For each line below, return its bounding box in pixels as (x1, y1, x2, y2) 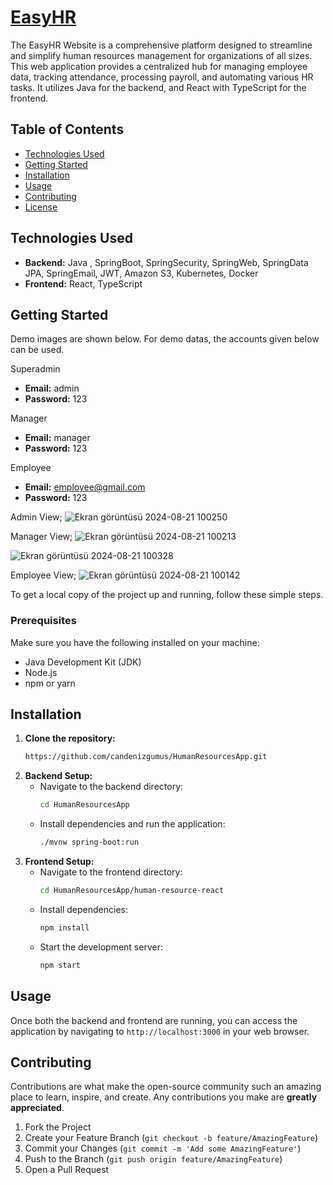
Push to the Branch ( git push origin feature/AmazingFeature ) (24, 1153, 283, 1165)
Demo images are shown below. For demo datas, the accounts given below (10, 333, 320, 345)
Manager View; (10, 531, 73, 543)
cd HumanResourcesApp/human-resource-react (39, 886, 225, 896)
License (24, 201, 58, 213)
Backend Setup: (24, 770, 93, 782)
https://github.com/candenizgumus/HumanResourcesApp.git (24, 752, 268, 762)
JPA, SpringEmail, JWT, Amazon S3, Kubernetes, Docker (24, 267, 259, 279)
